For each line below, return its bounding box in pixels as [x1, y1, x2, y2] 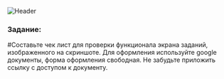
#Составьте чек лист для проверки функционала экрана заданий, [7, 41, 208, 49]
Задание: [7, 24, 41, 34]
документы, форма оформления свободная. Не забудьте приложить [7, 56, 215, 64]
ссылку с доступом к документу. [7, 63, 108, 72]
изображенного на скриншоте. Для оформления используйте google [7, 48, 217, 57]
